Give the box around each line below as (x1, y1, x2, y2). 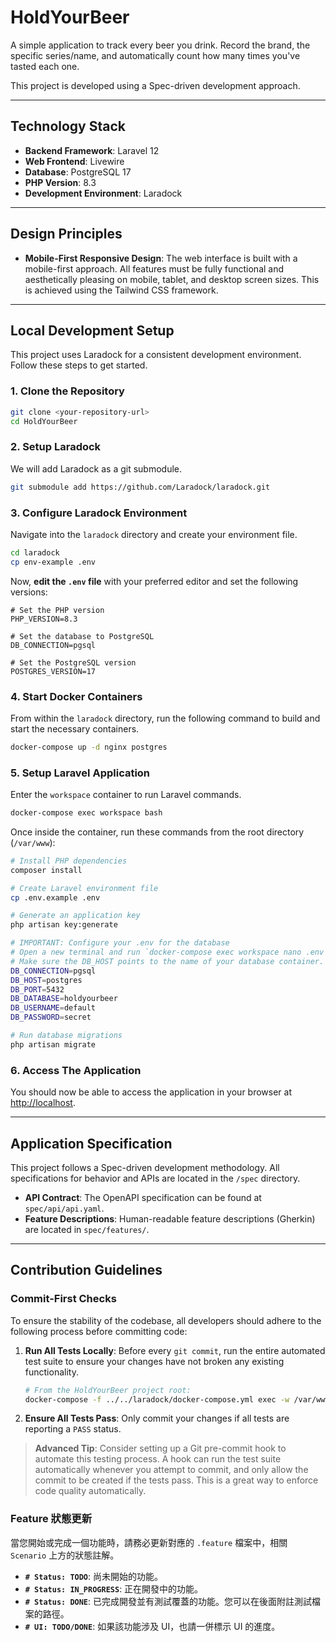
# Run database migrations (10, 1031, 123, 1041)
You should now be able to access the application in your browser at (10, 1086, 292, 1098)
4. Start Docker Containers (10, 689, 143, 703)
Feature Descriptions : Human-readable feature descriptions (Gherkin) (24, 1212, 316, 1225)
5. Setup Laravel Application (10, 766, 151, 780)
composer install (10, 865, 83, 875)
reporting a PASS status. (24, 1423, 122, 1435)
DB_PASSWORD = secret (10, 1012, 92, 1023)
